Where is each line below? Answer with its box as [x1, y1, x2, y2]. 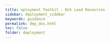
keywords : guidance [5, 16, 46, 21]
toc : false [5, 26, 28, 31]
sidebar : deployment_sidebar [5, 12, 65, 17]
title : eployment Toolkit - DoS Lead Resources [5, 7, 106, 12]
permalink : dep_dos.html [5, 21, 56, 26]
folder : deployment [5, 30, 46, 35]
